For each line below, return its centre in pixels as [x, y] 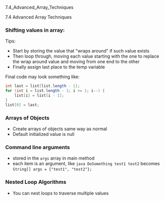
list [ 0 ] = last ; [22, 105]
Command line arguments [38, 147]
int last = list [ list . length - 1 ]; [43, 86]
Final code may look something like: [42, 77]
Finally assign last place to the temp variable [59, 67]
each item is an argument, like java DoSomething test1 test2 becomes [86, 164]
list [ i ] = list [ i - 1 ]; [39, 95]
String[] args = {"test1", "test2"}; [52, 169]
